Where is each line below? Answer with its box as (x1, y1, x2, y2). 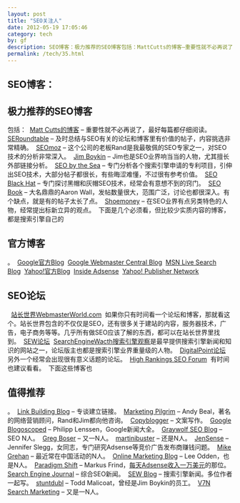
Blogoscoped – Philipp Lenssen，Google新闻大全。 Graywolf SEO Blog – (7, 424, 223, 433)
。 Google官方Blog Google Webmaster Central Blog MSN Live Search (7, 258, 216, 267)
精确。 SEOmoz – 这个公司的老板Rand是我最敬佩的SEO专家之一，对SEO (13, 144, 227, 152)
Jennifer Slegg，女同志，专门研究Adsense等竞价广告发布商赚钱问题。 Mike (7, 442, 231, 451)
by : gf (7, 37, 27, 44)
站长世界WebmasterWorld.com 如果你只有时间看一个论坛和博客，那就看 (10, 310, 224, 319)
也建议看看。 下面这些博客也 (7, 364, 93, 372)
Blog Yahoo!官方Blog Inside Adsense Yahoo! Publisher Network (7, 267, 199, 275)
